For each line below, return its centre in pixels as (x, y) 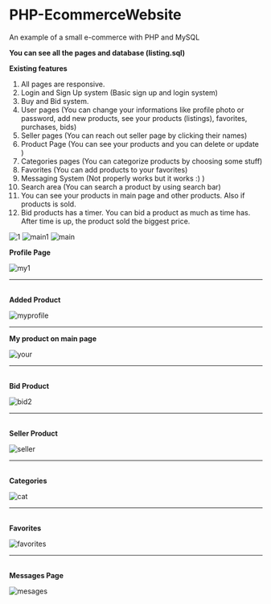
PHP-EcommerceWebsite (95, 15)
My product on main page (53, 338)
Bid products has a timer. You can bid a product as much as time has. (135, 212)
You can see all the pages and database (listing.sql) (97, 52)
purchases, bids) (49, 127)
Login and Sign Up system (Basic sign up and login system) (119, 92)
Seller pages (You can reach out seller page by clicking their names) (134, 135)
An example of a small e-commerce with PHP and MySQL (105, 37)
